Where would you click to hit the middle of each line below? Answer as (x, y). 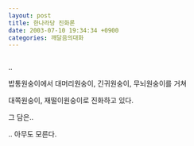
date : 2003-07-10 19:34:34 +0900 (64, 30)
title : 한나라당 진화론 (42, 23)
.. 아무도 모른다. (33, 134)
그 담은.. (21, 117)
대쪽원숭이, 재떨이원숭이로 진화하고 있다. (71, 101)
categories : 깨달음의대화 (46, 38)
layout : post (30, 15)
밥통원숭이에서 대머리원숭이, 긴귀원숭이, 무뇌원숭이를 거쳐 (97, 83)
